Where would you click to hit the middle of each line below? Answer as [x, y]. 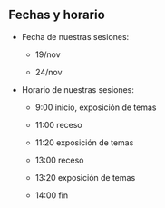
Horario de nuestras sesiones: [78, 89]
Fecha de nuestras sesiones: [75, 36]
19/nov [48, 54]
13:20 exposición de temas [85, 177]
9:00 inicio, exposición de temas [96, 107]
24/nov [49, 72]
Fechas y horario [57, 15]
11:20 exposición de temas [84, 142]
